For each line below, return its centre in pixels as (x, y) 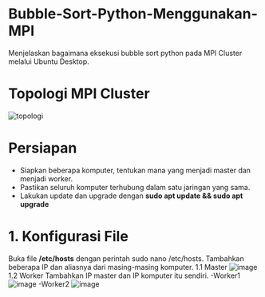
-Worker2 (54, 283)
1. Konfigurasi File (69, 236)
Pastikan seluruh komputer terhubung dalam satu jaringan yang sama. (135, 187)
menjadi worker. (46, 178)
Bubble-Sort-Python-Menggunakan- (133, 14)
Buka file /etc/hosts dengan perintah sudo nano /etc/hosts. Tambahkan (127, 258)
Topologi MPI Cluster (79, 94)
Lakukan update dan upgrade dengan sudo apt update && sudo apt (131, 196)
